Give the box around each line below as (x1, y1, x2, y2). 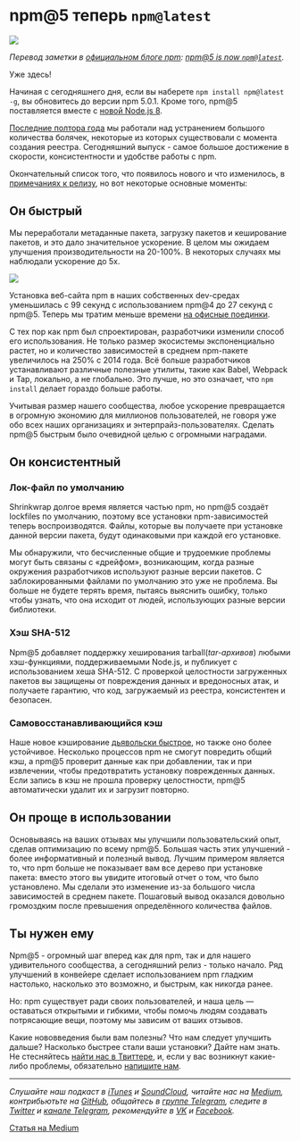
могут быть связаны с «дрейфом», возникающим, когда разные (9, 557, 254, 568)
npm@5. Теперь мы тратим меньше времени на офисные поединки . (9, 309, 271, 320)
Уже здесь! (9, 69, 52, 79)
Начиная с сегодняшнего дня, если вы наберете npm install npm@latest (9, 86, 284, 96)
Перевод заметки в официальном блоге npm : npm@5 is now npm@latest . (9, 51, 285, 62)
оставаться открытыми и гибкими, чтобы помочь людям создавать (9, 1005, 268, 1016)
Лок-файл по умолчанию (9, 481, 125, 494)
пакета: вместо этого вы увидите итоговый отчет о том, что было (9, 871, 259, 882)
